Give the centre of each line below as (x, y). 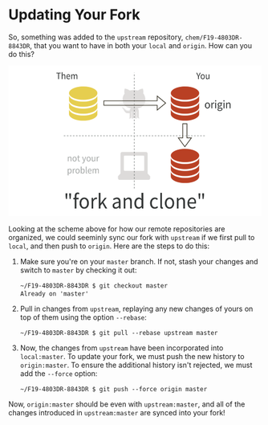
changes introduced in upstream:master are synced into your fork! (117, 412)
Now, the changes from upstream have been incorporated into (122, 348)
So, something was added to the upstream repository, (96, 37)
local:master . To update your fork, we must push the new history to (132, 356)
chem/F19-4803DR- (214, 38)
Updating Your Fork (74, 15)
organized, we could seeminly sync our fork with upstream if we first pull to (132, 237)
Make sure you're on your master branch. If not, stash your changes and (139, 261)
